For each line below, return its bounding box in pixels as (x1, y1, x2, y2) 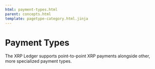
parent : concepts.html (5, 12, 51, 17)
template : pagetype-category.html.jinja (5, 16, 89, 21)
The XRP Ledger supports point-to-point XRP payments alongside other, (5, 53, 150, 59)
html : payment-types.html (5, 7, 58, 12)
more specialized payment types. (5, 58, 72, 64)
